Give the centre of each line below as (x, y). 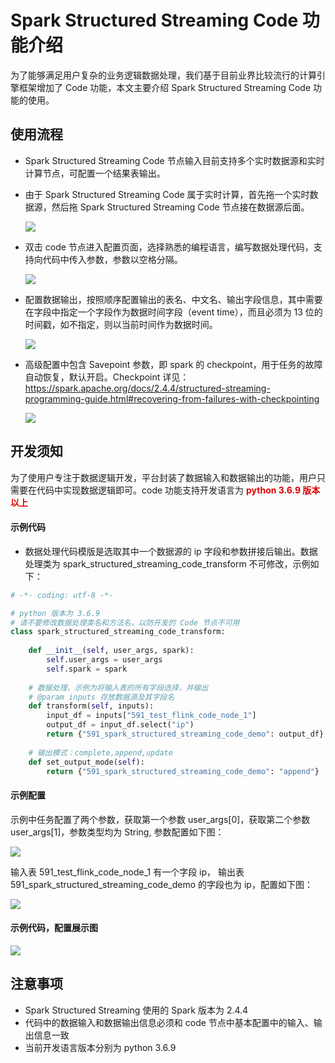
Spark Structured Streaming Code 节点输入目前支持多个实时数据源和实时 (174, 160)
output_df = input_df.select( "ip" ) (120, 725)
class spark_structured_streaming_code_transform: (118, 632)
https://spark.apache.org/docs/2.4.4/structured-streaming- (147, 388)
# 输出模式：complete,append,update (100, 752)
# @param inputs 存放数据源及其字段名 (101, 697)
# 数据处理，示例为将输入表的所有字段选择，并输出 (118, 687)
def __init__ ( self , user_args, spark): (111, 651)
